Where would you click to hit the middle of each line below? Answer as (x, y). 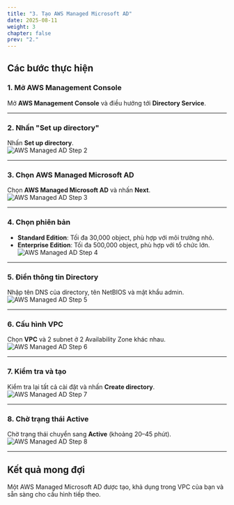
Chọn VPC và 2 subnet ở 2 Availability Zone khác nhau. (86, 339)
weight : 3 (22, 27)
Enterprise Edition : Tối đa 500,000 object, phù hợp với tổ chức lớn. (114, 244)
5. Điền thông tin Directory (53, 277)
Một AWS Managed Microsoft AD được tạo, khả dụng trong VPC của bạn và (116, 487)
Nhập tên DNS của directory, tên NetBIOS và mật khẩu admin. (96, 292)
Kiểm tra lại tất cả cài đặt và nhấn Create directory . (81, 387)
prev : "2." (23, 40)
